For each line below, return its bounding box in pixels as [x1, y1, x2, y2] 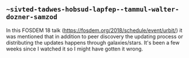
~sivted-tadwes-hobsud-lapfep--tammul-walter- [6, 5, 180, 14]
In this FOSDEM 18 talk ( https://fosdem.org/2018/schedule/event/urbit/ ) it [6, 27, 183, 34]
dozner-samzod [6, 13, 57, 21]
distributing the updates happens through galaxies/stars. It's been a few [6, 39, 180, 46]
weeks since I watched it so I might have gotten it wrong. [6, 45, 143, 52]
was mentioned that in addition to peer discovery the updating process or [6, 32, 183, 40]
